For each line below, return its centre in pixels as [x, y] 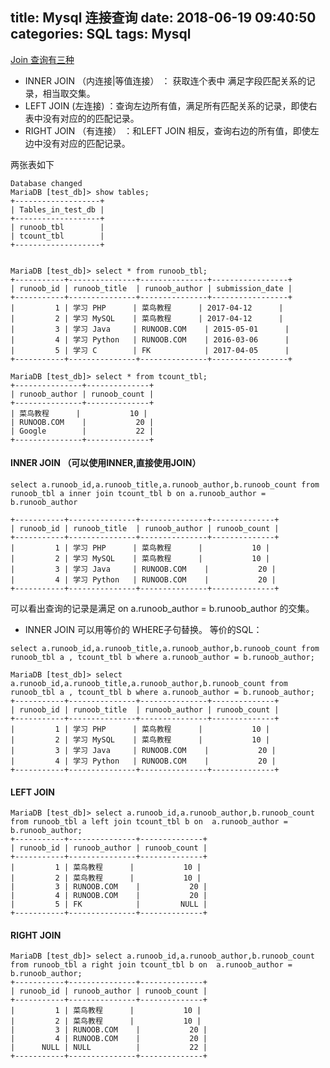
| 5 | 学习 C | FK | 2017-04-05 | [150, 350]
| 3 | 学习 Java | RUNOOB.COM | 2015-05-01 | [150, 329]
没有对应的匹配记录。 [86, 143]
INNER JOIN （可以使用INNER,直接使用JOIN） [106, 463]
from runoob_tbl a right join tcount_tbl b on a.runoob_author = [151, 965]
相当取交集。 [69, 93]
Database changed [46, 183]
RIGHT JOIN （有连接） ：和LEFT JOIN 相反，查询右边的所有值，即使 [167, 130]
